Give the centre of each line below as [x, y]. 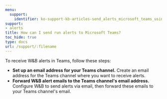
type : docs [16, 42]
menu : [11, 10]
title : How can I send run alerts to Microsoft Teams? [63, 33]
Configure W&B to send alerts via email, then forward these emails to [83, 86]
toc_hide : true [21, 38]
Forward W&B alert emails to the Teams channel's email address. [81, 81]
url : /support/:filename [31, 47]
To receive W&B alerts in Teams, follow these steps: [58, 60]
